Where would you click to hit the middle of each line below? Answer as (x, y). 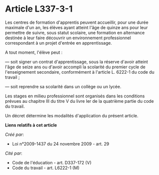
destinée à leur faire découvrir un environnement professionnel (68, 38)
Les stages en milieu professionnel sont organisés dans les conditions (75, 96)
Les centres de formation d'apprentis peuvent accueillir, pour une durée (77, 22)
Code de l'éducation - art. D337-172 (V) (52, 162)
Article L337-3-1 (39, 9)
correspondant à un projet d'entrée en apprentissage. (59, 43)
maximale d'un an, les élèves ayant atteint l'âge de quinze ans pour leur (76, 27)
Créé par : (15, 134)
